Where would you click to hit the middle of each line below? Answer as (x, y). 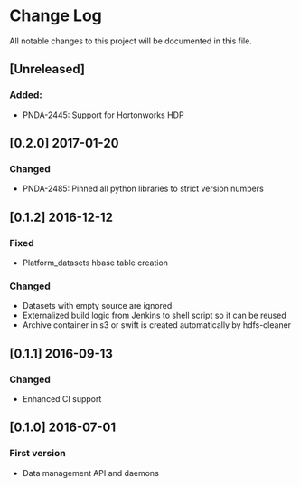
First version (37, 454)
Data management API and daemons (91, 473)
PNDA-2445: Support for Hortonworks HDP (103, 115)
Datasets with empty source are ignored (97, 306)
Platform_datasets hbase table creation (95, 263)
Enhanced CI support (62, 398)
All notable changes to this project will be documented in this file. (131, 41)
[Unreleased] (47, 69)
